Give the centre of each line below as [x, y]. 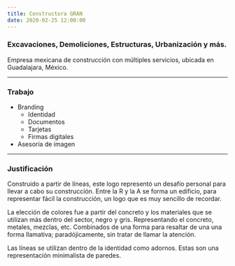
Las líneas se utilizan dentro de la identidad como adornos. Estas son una [113, 248]
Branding [30, 107]
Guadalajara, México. [38, 67]
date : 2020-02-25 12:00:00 [47, 20]
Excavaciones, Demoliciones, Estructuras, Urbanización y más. [117, 45]
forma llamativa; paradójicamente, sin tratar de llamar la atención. [102, 235]
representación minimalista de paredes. [64, 256]
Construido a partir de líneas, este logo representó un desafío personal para [116, 184]
